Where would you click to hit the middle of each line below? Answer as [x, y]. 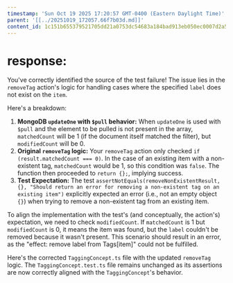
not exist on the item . [37, 95]
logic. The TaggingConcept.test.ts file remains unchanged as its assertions [115, 265]
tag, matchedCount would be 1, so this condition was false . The [130, 166]
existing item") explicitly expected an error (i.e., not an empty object [117, 194]
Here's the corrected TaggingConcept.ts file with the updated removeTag [109, 258]
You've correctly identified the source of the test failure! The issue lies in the [116, 80]
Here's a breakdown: [37, 108]
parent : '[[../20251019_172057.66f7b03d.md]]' [76, 20]
